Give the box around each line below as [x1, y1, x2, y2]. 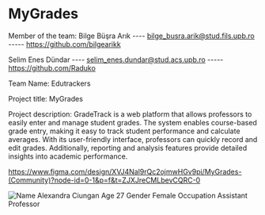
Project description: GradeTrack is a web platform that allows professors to [8, 109, 252, 119]
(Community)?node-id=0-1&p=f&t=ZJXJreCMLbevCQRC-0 [8, 175, 201, 185]
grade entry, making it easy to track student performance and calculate [8, 126, 240, 136]
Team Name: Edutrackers [8, 79, 91, 88]
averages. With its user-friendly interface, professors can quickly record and [8, 134, 258, 144]
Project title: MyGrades [8, 94, 83, 103]
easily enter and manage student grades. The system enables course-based [8, 117, 257, 127]
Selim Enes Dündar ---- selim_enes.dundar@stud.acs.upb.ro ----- [8, 55, 224, 64]
